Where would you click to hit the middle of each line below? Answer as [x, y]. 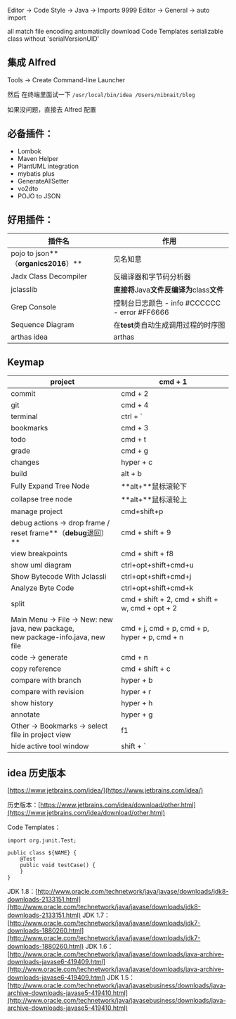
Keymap [26, 362]
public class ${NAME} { [42, 853]
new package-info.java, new [58, 637]
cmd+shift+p [142, 511]
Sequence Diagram [42, 325]
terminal [24, 416]
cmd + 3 [135, 428]
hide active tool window [50, 746]
